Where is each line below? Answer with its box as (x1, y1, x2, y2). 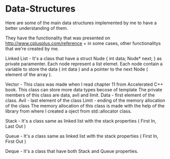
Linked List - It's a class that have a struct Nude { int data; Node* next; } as (5, 55, 162, 61)
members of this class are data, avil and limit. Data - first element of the (5, 92, 155, 98)
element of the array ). (5, 71, 52, 77)
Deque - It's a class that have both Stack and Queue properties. (5, 148, 139, 154)
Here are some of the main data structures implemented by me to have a (5, 20, 157, 26)
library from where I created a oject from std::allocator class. (5, 108, 132, 114)
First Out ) (5, 138, 26, 144)
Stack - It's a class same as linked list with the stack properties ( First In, (5, 118, 156, 124)
